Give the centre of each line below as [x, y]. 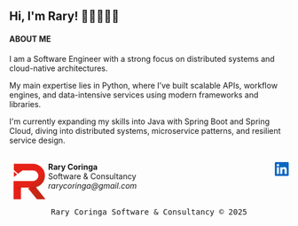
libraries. [25, 104]
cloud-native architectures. [59, 68]
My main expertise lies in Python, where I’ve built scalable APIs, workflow [143, 85]
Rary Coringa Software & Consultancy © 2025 [149, 212]
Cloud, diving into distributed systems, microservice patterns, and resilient [145, 130]
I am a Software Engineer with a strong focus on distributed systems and [142, 58]
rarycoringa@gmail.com [93, 185]
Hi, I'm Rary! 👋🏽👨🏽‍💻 [64, 16]
